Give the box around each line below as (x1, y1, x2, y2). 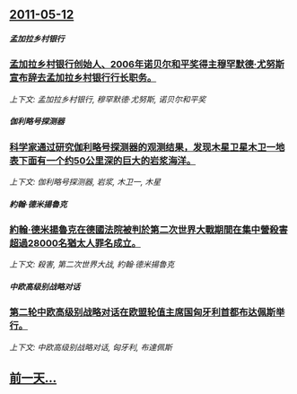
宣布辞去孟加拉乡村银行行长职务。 (9, 72, 157, 84)
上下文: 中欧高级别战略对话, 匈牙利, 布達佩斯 (9, 341, 172, 353)
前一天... (9, 371, 57, 386)
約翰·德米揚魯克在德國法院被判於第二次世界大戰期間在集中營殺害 (9, 223, 289, 236)
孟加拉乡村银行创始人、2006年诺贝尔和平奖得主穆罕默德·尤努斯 (9, 58, 285, 71)
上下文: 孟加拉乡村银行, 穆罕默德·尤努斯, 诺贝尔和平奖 (9, 93, 206, 104)
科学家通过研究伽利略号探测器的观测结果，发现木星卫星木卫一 (9, 141, 276, 153)
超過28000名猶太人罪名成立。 (9, 237, 141, 250)
